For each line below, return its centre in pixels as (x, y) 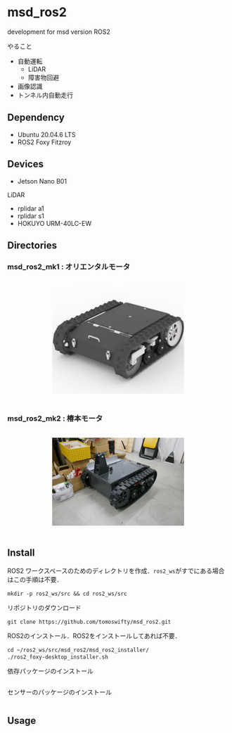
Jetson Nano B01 (42, 181)
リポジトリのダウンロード (44, 607)
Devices (26, 164)
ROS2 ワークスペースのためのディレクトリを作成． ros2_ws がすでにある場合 (116, 571)
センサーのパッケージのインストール (60, 692)
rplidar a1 (31, 208)
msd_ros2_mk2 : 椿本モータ (55, 418)
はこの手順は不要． (35, 579)
